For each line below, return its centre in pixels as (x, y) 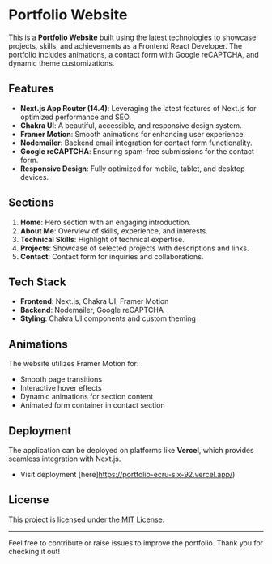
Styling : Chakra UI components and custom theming (108, 318)
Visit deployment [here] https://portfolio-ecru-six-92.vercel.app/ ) (127, 474)
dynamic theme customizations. (62, 63)
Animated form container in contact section (92, 405)
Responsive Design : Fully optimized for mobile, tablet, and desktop (132, 169)
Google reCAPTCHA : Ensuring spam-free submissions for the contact (137, 151)
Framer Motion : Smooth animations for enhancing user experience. (132, 134)
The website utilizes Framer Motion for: (74, 364)
